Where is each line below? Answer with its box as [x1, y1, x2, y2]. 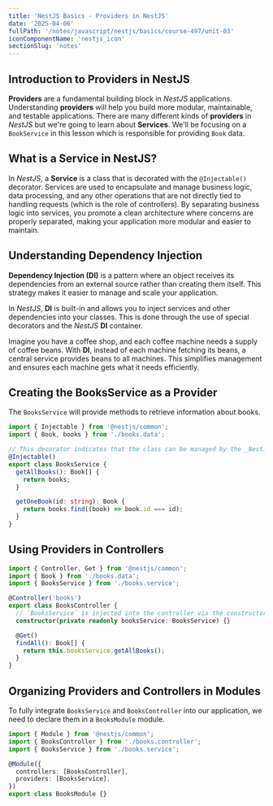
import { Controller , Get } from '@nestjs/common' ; [8, 564, 187, 573]
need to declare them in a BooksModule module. [8, 714, 165, 724]
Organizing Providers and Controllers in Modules [8, 684, 262, 698]
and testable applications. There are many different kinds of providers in [8, 110, 252, 120]
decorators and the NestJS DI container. [8, 320, 144, 330]
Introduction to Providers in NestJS [8, 72, 191, 86]
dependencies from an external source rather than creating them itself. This [8, 279, 262, 288]
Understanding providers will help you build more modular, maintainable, [8, 102, 253, 112]
